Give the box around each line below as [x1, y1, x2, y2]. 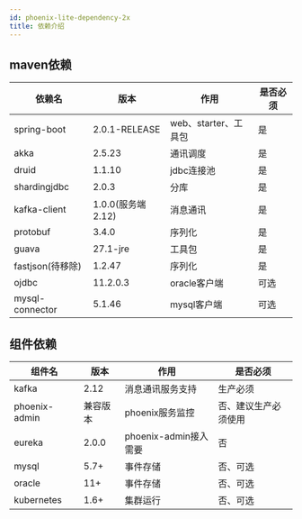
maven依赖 [9, 57, 72, 72]
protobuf [13, 226, 51, 239]
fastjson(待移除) [13, 260, 83, 273]
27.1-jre [93, 242, 130, 255]
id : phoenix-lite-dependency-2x [9, 13, 130, 23]
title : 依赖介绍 [9, 22, 65, 31]
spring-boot [13, 123, 67, 136]
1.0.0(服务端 [93, 198, 147, 211]
